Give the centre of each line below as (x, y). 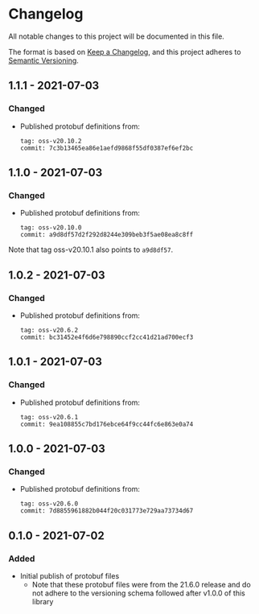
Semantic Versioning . (43, 60)
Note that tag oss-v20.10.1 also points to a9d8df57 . (91, 249)
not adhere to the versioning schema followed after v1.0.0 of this (138, 593)
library (43, 602)
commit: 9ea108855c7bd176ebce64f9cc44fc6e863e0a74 (107, 424)
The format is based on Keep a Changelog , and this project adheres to (125, 52)
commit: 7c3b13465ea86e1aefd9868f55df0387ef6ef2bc (107, 148)
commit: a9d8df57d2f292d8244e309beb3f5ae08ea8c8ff (107, 235)
